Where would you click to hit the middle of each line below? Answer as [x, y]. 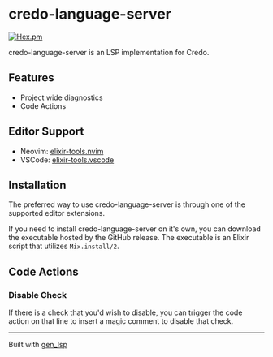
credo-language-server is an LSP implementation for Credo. [109, 52]
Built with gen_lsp [38, 345]
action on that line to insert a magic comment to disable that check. [121, 321]
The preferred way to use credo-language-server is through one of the [127, 204]
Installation [37, 185]
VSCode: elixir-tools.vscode [67, 160]
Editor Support [46, 132]
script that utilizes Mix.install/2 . [64, 246]
